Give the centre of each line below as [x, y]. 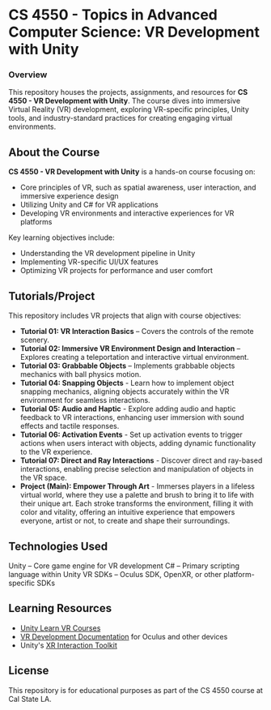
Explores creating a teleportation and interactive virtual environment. [134, 357]
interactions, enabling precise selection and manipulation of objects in [137, 469]
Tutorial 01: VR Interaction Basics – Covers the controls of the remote [137, 331]
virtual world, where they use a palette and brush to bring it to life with [137, 495]
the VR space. [43, 478]
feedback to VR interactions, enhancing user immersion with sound [132, 417]
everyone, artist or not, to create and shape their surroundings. [125, 521]
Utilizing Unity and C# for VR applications [89, 205]
